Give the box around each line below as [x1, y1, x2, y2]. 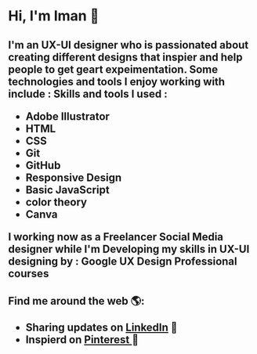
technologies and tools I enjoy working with [8, 74, 226, 88]
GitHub [25, 158, 61, 172]
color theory [25, 195, 88, 208]
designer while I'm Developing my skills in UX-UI [8, 242, 250, 255]
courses [8, 266, 49, 280]
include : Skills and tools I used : [8, 87, 168, 100]
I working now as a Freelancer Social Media [8, 230, 224, 244]
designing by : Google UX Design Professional [8, 255, 237, 268]
